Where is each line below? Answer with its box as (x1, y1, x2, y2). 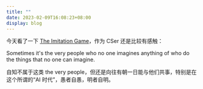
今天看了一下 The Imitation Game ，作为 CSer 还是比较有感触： (6, 38, 163, 45)
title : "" (6, 8, 32, 15)
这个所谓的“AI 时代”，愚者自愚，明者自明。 (6, 76, 114, 84)
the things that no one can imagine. (6, 56, 96, 64)
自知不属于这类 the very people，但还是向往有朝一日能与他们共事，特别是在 (6, 68, 197, 76)
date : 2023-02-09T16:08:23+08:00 (6, 15, 91, 21)
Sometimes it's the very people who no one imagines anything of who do (6, 50, 190, 57)
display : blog (6, 20, 43, 26)
